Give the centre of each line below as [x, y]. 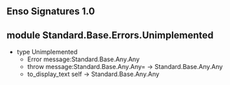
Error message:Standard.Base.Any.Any [83, 59]
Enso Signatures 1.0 [51, 11]
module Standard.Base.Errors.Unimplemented [110, 35]
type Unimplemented [47, 52]
